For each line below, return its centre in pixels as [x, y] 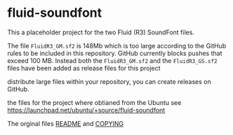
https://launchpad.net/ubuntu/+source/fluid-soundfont [86, 110]
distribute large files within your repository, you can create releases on [109, 81]
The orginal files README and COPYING [66, 123]
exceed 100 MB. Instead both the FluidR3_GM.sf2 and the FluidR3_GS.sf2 [112, 60]
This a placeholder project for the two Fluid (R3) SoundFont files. [101, 32]
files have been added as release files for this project [84, 68]
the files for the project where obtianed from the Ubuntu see [94, 102]
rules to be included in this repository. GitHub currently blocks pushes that [115, 53]
